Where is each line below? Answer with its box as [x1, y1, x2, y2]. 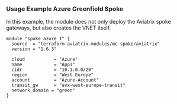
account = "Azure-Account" [11, 77, 99, 83]
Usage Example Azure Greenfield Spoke [6, 5, 124, 13]
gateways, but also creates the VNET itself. [6, 24, 111, 31]
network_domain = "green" [11, 87, 76, 93]
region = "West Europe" [11, 72, 94, 78]
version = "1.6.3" [11, 46, 57, 52]
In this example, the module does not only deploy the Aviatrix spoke [6, 18, 172, 25]
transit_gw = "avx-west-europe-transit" [11, 82, 126, 89]
